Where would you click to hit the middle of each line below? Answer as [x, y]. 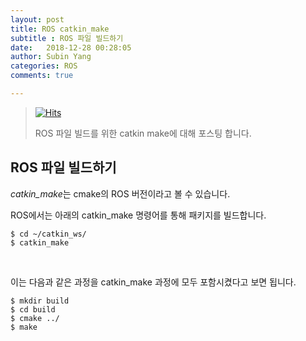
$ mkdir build [40, 301]
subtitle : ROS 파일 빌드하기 [67, 38]
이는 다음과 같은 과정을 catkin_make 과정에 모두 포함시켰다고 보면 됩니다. [153, 282]
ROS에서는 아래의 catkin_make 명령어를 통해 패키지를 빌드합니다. [138, 215]
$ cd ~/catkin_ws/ [48, 234]
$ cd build [33, 309]
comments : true [42, 76]
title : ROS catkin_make [60, 29]
